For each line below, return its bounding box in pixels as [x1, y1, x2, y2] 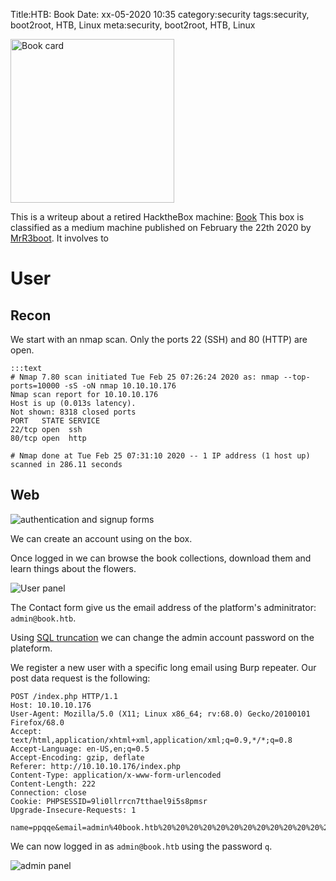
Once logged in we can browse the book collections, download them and [10, 552, 312, 564]
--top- [283, 372, 311, 382]
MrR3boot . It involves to [10, 232, 110, 244]
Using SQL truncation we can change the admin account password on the [10, 631, 315, 643]
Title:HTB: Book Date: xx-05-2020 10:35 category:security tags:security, [10, 9, 310, 20]
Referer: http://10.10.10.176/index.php [10, 761, 182, 771]
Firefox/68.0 [10, 717, 65, 728]
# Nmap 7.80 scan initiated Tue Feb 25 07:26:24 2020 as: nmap [10, 372, 280, 382]
